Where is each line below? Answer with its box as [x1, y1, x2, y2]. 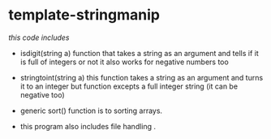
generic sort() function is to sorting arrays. [19, 106, 163, 115]
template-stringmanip [8, 6, 161, 24]
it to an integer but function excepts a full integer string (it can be [19, 81, 238, 91]
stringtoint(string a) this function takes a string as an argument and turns [19, 72, 264, 82]
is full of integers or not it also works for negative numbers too [19, 57, 229, 67]
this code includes [8, 33, 70, 42]
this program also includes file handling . [19, 121, 157, 131]
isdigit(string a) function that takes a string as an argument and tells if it [19, 48, 260, 58]
